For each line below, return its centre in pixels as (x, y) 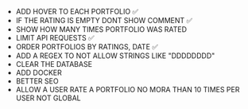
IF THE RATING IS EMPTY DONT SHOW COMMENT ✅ (104, 20)
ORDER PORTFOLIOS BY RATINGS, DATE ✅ (87, 47)
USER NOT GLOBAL (48, 98)
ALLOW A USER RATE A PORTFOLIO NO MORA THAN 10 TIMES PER (128, 90)
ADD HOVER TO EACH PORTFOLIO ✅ (77, 12)
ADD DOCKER (39, 72)
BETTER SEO (37, 81)
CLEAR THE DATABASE (54, 64)
